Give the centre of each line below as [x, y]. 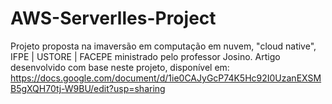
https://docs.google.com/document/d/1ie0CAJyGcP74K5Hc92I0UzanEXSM [166, 78]
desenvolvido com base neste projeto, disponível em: [120, 67]
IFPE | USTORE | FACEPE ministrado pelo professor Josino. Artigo [145, 56]
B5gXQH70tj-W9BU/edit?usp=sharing [88, 88]
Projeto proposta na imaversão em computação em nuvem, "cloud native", [163, 46]
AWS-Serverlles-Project [113, 18]
